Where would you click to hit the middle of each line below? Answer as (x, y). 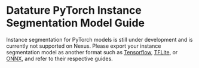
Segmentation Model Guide (76, 23)
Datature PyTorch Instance (74, 10)
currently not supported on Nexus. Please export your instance (84, 46)
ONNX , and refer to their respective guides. (60, 58)
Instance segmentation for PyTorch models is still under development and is (99, 39)
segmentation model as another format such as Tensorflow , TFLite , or (92, 52)
